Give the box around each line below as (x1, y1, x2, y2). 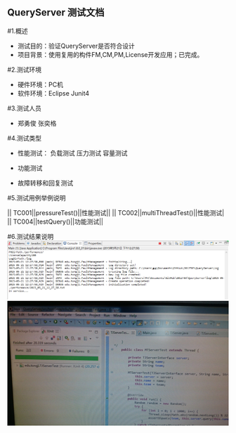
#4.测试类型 (7, 134, 42, 142)
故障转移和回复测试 (17, 179, 74, 187)
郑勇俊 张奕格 (17, 119, 57, 127)
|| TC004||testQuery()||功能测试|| (7, 217, 104, 226)
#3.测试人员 (7, 104, 42, 112)
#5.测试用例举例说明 (7, 193, 66, 202)
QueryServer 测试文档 (7, 6, 105, 19)
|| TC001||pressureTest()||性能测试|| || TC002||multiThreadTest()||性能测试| (7, 208, 225, 216)
